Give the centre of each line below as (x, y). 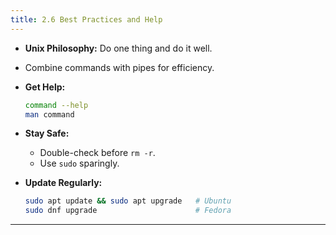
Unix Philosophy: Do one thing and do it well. (118, 48)
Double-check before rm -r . (97, 153)
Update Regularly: (63, 183)
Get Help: (45, 87)
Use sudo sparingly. (79, 163)
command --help (56, 105)
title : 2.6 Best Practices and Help (86, 19)
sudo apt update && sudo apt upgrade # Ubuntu (128, 201)
